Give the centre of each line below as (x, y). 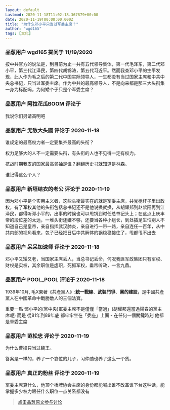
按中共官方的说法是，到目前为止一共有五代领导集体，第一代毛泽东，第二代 (83, 64)
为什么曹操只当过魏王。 (30, 348)
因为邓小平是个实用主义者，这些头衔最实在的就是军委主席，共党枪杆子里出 (83, 201)
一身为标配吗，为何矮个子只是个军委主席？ (50, 90)
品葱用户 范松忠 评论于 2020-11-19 (47, 336)
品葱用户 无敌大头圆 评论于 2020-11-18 (52, 130)
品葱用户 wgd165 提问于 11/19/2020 (49, 52)
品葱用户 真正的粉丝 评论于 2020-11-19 (52, 373)
